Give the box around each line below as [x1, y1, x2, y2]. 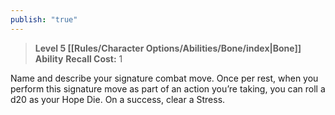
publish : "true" [10, 14, 78, 25]
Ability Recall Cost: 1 [34, 52, 123, 65]
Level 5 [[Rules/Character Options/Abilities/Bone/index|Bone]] [34, 42, 302, 54]
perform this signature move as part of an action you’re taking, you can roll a [10, 82, 326, 95]
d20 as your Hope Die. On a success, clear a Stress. [10, 93, 226, 105]
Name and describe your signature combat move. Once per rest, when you [10, 72, 319, 84]
